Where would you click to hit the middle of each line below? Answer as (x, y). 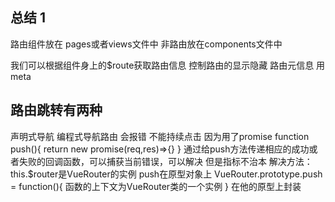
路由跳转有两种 (56, 110)
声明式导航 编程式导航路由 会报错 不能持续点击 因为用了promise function (160, 136)
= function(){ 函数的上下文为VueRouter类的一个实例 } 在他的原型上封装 (156, 186)
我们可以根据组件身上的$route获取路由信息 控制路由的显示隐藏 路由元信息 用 (168, 65)
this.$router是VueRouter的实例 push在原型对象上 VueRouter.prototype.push (166, 174)
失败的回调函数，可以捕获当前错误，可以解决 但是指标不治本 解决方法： (165, 161)
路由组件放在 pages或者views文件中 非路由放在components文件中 (146, 44)
